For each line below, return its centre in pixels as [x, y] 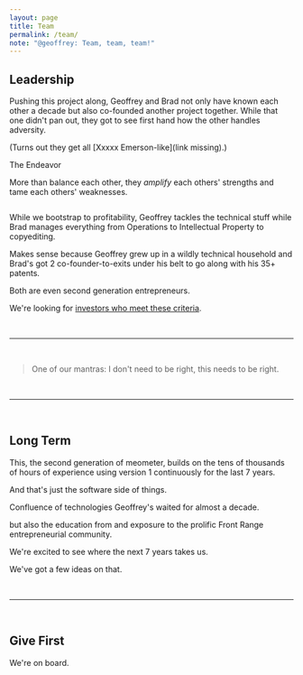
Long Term [40, 441]
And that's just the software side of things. [88, 489]
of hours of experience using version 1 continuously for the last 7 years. [142, 472]
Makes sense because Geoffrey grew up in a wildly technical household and [151, 254]
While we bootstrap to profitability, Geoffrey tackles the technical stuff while [151, 217]
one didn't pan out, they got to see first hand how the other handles [135, 120]
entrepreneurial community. [61, 534]
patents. [25, 273]
